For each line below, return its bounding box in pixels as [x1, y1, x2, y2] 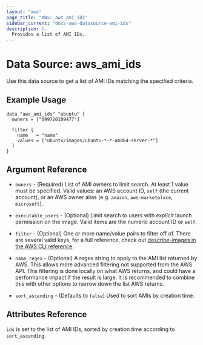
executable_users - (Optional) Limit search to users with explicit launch [15, 211, 192, 218]
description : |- [6, 25, 47, 32]
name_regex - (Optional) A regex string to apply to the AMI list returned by [15, 254, 198, 261]
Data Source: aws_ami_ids [6, 57, 141, 71]
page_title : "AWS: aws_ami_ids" [6, 15, 88, 21]
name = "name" [17, 132, 59, 138]
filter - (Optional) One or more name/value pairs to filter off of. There [15, 229, 191, 237]
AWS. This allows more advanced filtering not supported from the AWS [15, 261, 193, 268]
